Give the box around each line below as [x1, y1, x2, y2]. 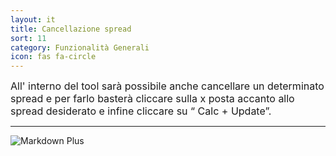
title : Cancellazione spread [10, 24, 132, 34]
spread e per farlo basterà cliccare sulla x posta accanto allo [10, 92, 295, 106]
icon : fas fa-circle [10, 52, 97, 62]
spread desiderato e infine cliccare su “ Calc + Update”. [10, 104, 272, 118]
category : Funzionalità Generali [10, 42, 150, 53]
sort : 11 [10, 33, 47, 43]
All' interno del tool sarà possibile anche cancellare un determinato [10, 79, 325, 93]
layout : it [10, 14, 56, 25]
